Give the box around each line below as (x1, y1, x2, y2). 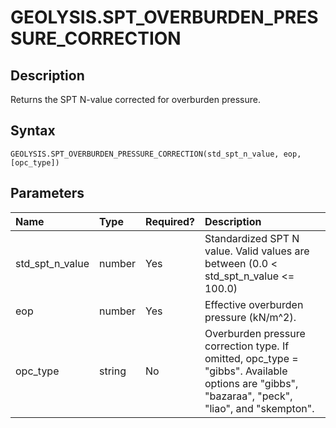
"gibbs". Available (204, 364, 288, 378)
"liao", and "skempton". (204, 401, 315, 415)
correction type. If (204, 339, 290, 353)
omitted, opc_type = (204, 351, 299, 365)
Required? (145, 214, 195, 228)
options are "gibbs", (204, 376, 299, 390)
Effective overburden (204, 297, 304, 311)
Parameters (10, 185, 85, 202)
